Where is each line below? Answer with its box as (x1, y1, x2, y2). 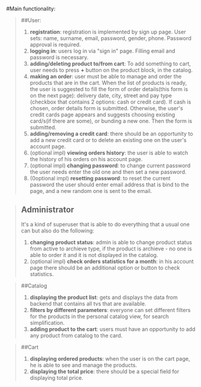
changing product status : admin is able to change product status (29, 238, 193, 246)
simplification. (29, 319, 65, 326)
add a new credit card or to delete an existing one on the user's (29, 137, 187, 143)
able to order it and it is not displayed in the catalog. (29, 251, 158, 258)
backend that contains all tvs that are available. (29, 300, 146, 307)
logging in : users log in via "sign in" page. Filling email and (29, 47, 176, 55)
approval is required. (29, 41, 81, 48)
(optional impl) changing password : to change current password (29, 162, 191, 169)
